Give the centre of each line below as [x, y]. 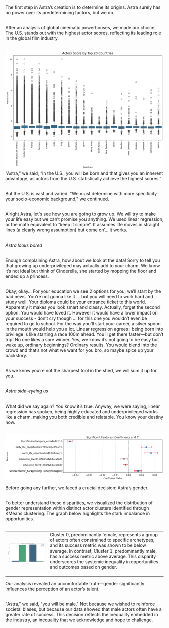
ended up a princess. [27, 276]
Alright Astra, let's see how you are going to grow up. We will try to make [81, 214]
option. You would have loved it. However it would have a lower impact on [81, 313]
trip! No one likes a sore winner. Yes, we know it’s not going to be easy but [82, 339]
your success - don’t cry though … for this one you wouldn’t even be [76, 318]
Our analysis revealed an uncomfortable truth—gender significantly [75, 583]
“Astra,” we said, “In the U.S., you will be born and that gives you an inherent [84, 173]
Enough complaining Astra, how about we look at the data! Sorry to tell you [83, 260]
